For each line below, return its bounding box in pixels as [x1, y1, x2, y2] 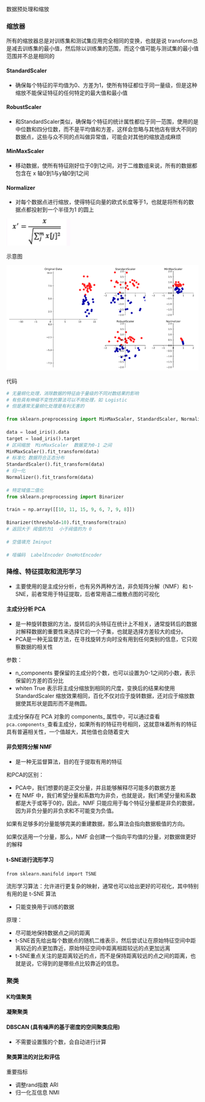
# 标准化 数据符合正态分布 [6, 455, 65, 461]
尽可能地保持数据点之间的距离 [15, 929, 90, 937]
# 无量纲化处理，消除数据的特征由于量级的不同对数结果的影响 [6, 390, 139, 396]
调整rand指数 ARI [15, 1081, 59, 1089]
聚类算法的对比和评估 [6, 1053, 60, 1061]
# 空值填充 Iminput [6, 538, 52, 545]
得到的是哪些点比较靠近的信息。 [41, 960, 123, 967]
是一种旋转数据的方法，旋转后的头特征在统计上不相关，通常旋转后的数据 [15, 620, 197, 627]
